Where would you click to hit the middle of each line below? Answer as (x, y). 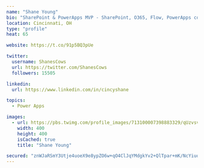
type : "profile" (27, 29)
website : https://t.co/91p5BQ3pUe (50, 45)
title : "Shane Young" (44, 145)
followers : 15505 (34, 73)
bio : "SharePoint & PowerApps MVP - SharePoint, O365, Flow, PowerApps (99, 18)
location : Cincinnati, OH (39, 23)
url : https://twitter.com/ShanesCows (59, 67)
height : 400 (32, 134)
